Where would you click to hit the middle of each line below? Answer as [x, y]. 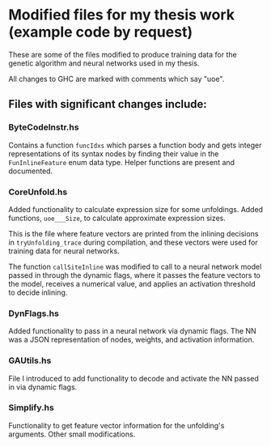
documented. [31, 171]
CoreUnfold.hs [38, 192]
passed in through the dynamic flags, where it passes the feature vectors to [135, 275]
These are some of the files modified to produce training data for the [123, 54]
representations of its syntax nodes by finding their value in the [114, 153]
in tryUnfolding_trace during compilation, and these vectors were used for [133, 242]
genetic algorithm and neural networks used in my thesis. [104, 63]
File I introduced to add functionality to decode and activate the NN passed [133, 378]
